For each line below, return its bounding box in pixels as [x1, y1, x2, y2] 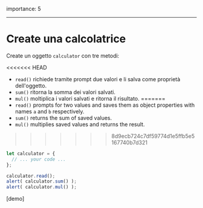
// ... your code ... [11, 156, 66, 163]
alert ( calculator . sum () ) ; [6, 178, 77, 184]
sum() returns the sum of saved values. [14, 114, 112, 121]
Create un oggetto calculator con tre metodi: [6, 52, 120, 59]
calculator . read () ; [6, 173, 56, 179]
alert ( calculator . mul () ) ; [6, 184, 77, 190]
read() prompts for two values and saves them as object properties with [14, 101, 195, 109]
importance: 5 [6, 5, 41, 12]
